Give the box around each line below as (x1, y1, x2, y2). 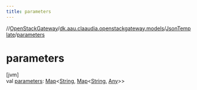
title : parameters (6, 8, 51, 15)
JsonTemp (165, 25, 191, 32)
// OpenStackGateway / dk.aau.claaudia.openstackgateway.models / (6, 25, 166, 32)
